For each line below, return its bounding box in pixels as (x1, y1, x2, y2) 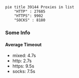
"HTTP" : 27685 (14, 9, 46, 14)
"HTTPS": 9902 (14, 13, 43, 18)
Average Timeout (5, 41, 42, 47)
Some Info (5, 29, 31, 36)
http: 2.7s (12, 58, 32, 64)
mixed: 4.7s (12, 53, 36, 59)
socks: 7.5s (12, 69, 36, 75)
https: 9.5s (12, 63, 35, 69)
